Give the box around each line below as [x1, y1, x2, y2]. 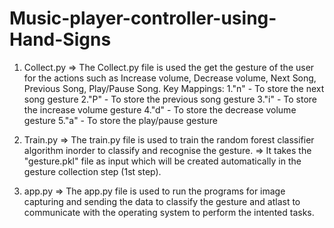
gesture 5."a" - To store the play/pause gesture [23, 114, 218, 126]
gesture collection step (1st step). [23, 165, 162, 177]
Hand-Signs [9, 28, 112, 51]
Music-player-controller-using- [9, 7, 277, 30]
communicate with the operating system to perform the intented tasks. [23, 206, 315, 218]
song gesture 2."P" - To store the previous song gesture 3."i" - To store [23, 93, 317, 105]
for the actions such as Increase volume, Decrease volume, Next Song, [23, 72, 317, 84]
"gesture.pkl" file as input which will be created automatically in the [23, 155, 302, 167]
